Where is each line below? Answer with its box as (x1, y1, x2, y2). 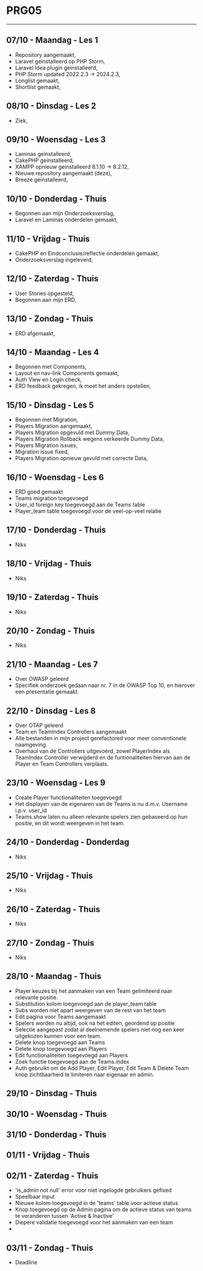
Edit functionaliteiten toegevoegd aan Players (14, 1052, 128, 1059)
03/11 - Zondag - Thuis (6, 1243, 94, 1253)
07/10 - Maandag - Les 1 (6, 35, 98, 45)
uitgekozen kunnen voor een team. (14, 1032, 102, 1039)
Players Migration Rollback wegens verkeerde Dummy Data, (14, 435, 165, 443)
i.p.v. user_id (14, 807, 47, 814)
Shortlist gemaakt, (14, 83, 61, 91)
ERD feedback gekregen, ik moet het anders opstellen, (14, 382, 151, 390)
